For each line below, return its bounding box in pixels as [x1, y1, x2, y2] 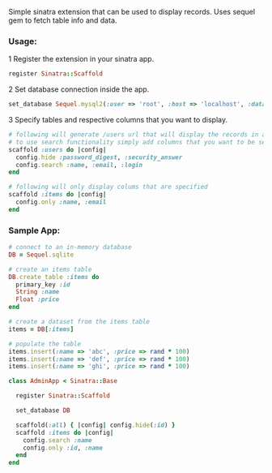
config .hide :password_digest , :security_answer [15, 153, 183, 161]
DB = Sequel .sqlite [8, 251, 74, 259]
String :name [15, 288, 60, 296]
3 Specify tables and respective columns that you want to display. [8, 115, 228, 125]
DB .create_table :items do [8, 273, 100, 281]
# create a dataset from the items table [8, 318, 151, 326]
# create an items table [8, 265, 92, 273]
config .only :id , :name [23, 444, 104, 452]
